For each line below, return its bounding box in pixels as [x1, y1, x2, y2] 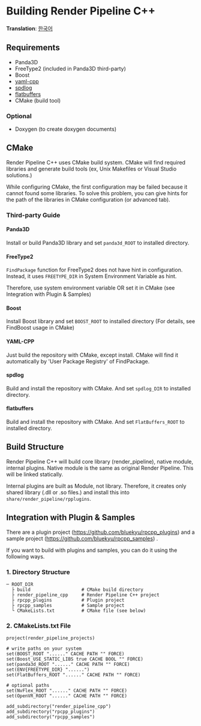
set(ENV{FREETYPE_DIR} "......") [6, 667, 90, 673]
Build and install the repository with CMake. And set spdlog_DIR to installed [6, 384, 191, 392]
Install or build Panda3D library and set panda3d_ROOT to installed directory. [6, 239, 190, 246]
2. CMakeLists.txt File [6, 622, 71, 630]
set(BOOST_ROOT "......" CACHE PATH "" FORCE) [6, 651, 125, 657]
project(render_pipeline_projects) [6, 635, 95, 641]
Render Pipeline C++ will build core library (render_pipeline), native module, [6, 458, 194, 465]
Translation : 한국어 [6, 25, 53, 32]
